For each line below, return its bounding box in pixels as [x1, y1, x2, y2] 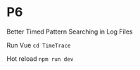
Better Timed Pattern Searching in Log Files [6, 27, 133, 36]
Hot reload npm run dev [6, 54, 74, 63]
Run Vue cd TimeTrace [6, 41, 71, 49]
